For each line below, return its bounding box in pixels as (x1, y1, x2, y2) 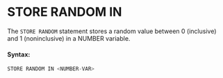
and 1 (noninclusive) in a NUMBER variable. (7, 34, 131, 42)
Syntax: (7, 50, 31, 59)
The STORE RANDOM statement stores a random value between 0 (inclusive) (7, 27, 217, 35)
